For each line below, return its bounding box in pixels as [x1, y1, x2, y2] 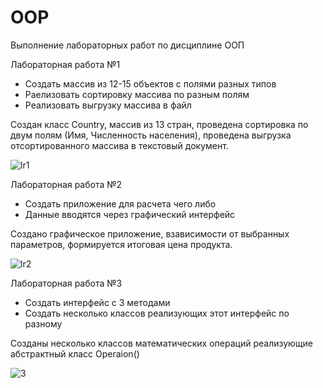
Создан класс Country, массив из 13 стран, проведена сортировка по [10, 118, 309, 130]
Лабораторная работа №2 [10, 178, 123, 190]
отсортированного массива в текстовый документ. [10, 139, 229, 151]
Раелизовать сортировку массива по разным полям [24, 88, 250, 100]
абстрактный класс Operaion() [10, 347, 140, 360]
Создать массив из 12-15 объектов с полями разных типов [24, 77, 277, 90]
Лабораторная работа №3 [10, 277, 123, 289]
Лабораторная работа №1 [10, 58, 121, 70]
